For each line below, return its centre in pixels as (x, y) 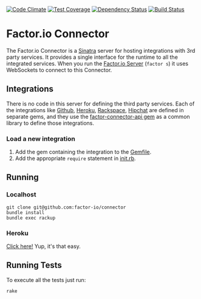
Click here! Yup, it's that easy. (43, 246)
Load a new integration (41, 138)
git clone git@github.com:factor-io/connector (66, 207)
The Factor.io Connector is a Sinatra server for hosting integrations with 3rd (101, 50)
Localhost (21, 195)
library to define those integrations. (50, 123)
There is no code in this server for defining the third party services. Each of (101, 104)
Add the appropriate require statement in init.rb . (75, 158)
